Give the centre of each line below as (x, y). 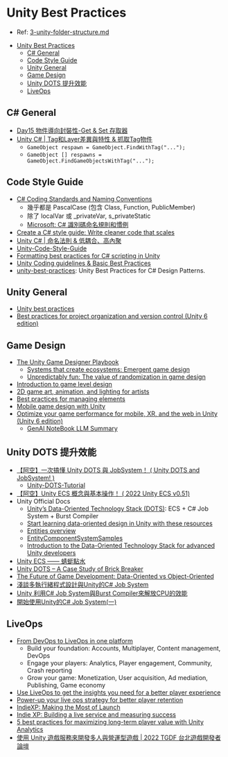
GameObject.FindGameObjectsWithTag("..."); (91, 161)
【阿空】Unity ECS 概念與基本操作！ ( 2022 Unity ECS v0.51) (103, 493)
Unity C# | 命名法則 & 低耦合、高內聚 (69, 240)
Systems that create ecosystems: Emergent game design (108, 370)
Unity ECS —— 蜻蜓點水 (51, 561)
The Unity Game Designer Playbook (68, 362)
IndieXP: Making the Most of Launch (68, 707)
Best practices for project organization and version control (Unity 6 (112, 316)
